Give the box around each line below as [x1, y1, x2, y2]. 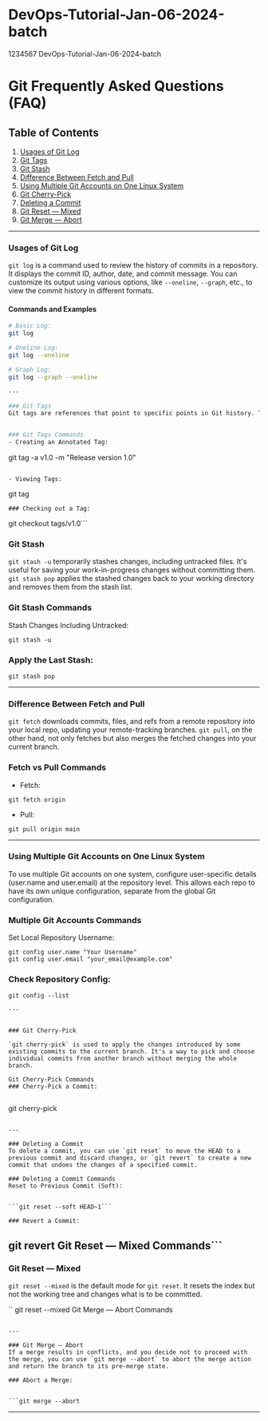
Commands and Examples [8, 304, 97, 313]
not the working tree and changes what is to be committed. [8, 1289, 203, 1300]
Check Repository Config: [8, 973, 111, 985]
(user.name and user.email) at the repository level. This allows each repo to [8, 878, 255, 887]
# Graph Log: [8, 365, 52, 373]
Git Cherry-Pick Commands [8, 1076, 94, 1084]
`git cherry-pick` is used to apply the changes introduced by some [8, 1041, 241, 1049]
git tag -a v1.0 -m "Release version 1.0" [8, 453, 137, 463]
